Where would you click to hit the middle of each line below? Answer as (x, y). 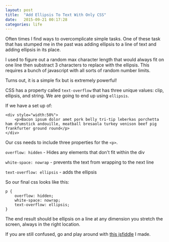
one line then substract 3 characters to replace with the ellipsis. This (77, 65)
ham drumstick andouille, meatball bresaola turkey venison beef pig (81, 124)
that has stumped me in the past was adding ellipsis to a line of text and (81, 45)
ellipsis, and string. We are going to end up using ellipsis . (67, 96)
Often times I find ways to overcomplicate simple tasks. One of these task (83, 39)
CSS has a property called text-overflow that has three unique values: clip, (84, 91)
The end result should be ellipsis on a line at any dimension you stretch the (84, 219)
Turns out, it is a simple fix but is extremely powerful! (61, 80)
